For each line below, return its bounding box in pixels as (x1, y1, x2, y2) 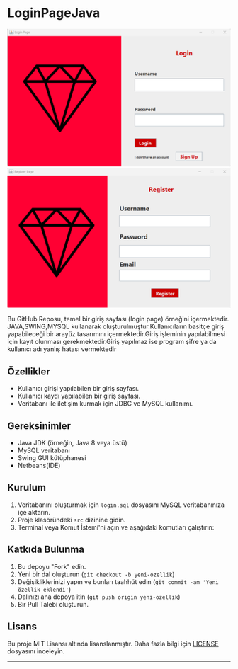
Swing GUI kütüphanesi (17, 454, 86, 462)
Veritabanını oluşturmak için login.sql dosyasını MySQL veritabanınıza (17, 501, 225, 509)
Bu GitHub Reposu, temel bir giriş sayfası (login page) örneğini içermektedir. (7, 315, 229, 324)
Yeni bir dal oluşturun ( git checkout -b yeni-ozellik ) (17, 570, 175, 578)
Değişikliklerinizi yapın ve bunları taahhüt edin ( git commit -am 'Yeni (17, 577, 220, 585)
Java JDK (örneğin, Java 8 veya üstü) (17, 439, 127, 447)
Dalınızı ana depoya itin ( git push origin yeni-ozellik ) (17, 593, 181, 601)
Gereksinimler (7, 420, 72, 432)
